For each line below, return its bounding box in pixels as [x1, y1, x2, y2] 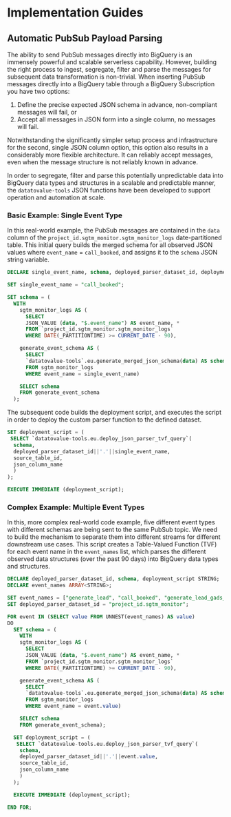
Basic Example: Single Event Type [7, 210, 122, 220]
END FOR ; [7, 804, 32, 811]
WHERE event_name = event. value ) [25, 702, 122, 710]
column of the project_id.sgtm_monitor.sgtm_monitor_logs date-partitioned [7, 233, 222, 242]
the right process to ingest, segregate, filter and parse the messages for [7, 66, 211, 73]
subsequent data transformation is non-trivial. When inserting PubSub [7, 72, 206, 81]
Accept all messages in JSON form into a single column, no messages [16, 115, 216, 124]
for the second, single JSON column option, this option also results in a [7, 144, 208, 151]
